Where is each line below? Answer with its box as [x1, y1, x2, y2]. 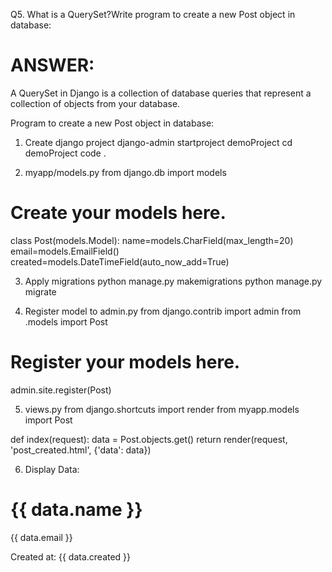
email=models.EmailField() [10, 245, 120, 257]
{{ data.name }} [10, 499, 143, 521]
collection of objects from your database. [10, 97, 181, 109]
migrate [24, 285, 57, 298]
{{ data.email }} [10, 531, 73, 543]
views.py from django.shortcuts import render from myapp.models [24, 403, 300, 415]
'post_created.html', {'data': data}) [10, 444, 152, 456]
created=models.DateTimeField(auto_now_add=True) [10, 255, 230, 268]
